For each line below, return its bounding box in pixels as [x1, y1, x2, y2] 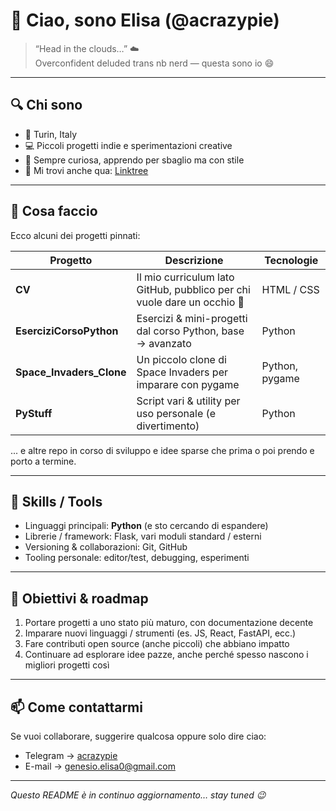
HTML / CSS [261, 282, 320, 296]
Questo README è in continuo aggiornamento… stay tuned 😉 [10, 789, 267, 801]
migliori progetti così [24, 659, 110, 671]
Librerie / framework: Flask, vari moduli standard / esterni [24, 530, 262, 543]
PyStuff [15, 406, 53, 420]
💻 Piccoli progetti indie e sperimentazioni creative [24, 139, 233, 151]
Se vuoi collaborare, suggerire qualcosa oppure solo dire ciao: [10, 730, 267, 742]
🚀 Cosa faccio [10, 203, 98, 220]
